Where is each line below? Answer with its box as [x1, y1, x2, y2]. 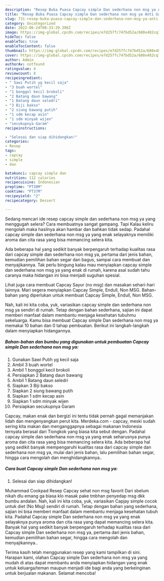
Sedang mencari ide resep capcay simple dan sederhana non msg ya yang [5, 216, 156, 222]
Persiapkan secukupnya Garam [12, 403, 75, 409]
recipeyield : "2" [5, 194, 41, 199]
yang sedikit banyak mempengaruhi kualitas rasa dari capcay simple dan [5, 444, 151, 450]
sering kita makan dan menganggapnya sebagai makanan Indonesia [5, 423, 142, 429]
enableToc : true [5, 39, 38, 44]
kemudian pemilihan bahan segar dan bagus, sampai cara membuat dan [5, 256, 150, 262]
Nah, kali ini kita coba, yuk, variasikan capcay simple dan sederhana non [5, 302, 151, 307]
